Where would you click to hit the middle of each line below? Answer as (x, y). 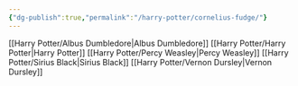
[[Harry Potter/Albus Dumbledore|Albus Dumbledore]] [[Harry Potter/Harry (147, 43)
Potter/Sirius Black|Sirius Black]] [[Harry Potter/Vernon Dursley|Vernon (140, 62)
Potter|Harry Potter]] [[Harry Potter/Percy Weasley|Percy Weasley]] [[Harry (149, 52)
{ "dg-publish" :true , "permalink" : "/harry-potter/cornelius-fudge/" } (138, 17)
